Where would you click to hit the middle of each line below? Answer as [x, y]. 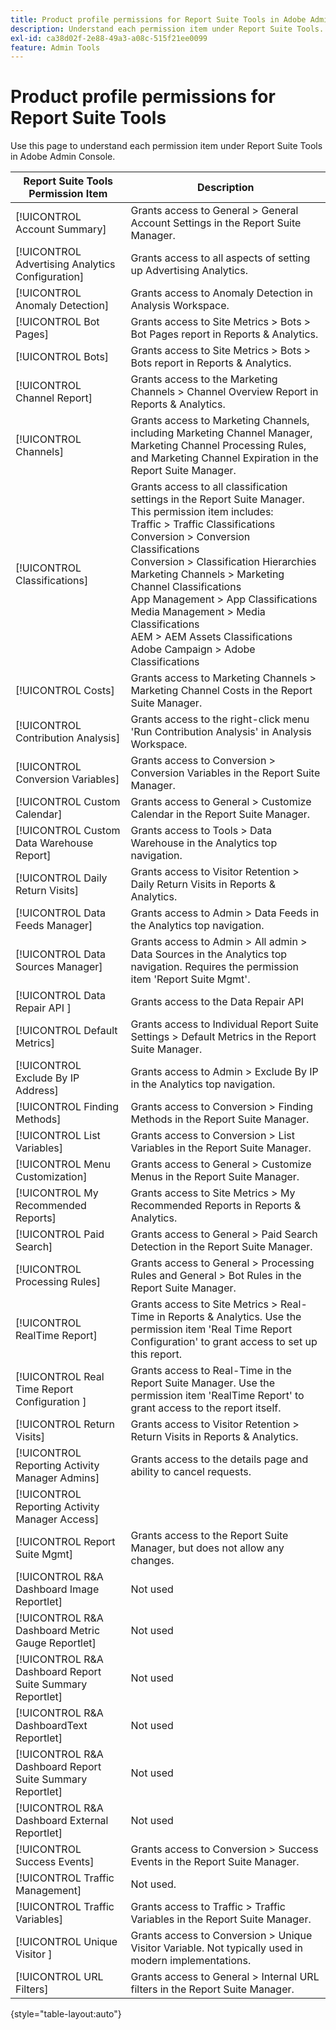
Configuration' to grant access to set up [224, 1342]
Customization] [51, 1177]
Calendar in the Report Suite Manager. [220, 814]
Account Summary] [61, 229]
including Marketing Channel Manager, [221, 433]
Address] [37, 1091]
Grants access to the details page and [219, 1459]
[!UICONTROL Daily [61, 878]
